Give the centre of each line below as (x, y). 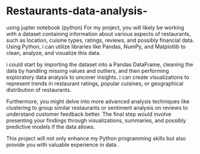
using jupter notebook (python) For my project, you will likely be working (95, 27)
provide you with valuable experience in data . (63, 144)
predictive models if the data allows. (51, 127)
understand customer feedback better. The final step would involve (89, 114)
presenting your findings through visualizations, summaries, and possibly (96, 120)
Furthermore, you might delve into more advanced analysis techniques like (98, 101)
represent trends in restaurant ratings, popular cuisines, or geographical (95, 83)
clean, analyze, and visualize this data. (54, 53)
